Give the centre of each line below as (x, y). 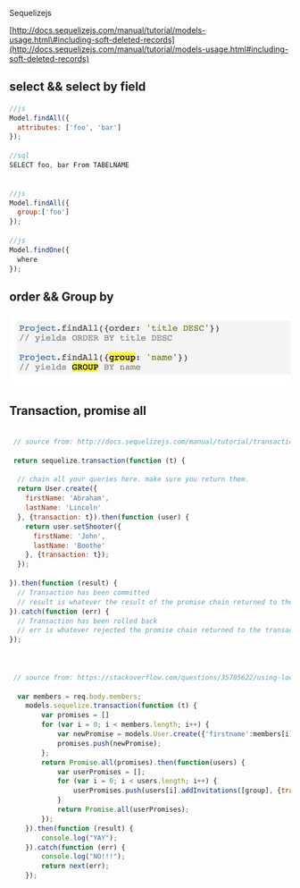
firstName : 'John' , (69, 536)
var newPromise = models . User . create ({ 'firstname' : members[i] (175, 734)
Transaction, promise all (78, 410)
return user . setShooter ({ (74, 527)
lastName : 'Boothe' (69, 545)
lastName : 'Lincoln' (63, 508)
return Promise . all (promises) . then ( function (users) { (143, 762)
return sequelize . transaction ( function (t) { (99, 461)
